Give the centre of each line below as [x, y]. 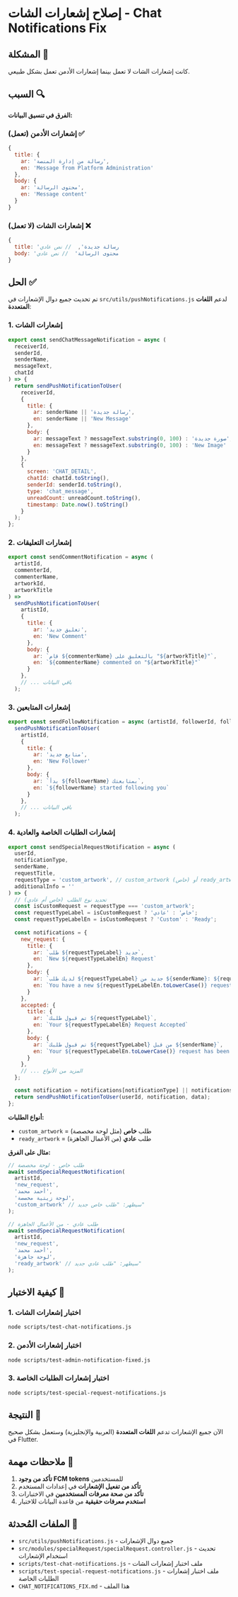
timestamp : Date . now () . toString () [78, 505]
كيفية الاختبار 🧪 [37, 1293]
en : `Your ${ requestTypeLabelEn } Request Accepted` [111, 1025]
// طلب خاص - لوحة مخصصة [46, 1165]
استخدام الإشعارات [43, 1556]
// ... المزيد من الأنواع [52, 1071]
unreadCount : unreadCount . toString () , [84, 498]
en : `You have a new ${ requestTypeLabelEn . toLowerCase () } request [133, 985]
